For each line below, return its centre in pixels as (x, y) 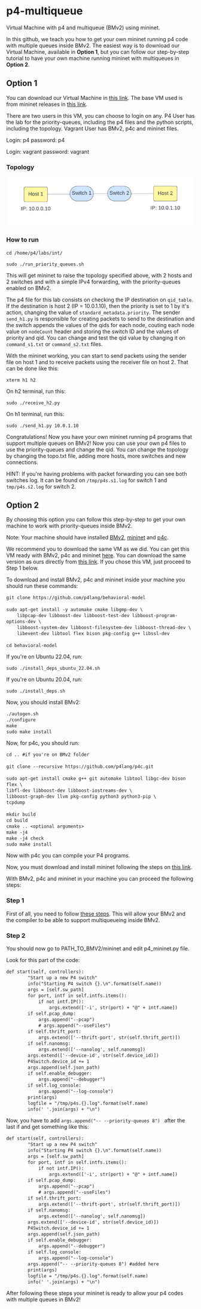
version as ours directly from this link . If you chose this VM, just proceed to (99, 562)
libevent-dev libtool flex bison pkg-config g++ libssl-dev (93, 634)
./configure (21, 720)
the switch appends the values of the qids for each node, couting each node (100, 325)
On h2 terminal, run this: (36, 391)
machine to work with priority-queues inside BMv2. (69, 526)
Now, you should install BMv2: (43, 702)
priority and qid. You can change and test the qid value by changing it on (96, 338)
